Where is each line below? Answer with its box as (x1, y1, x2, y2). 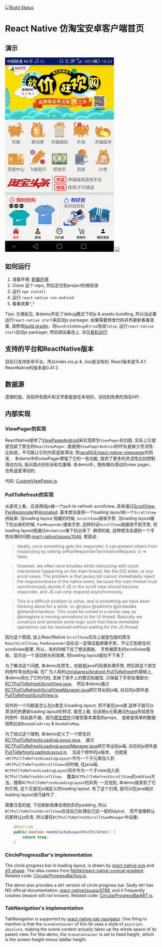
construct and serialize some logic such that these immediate (16, 619, 139, 625)
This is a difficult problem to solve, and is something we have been (16, 598, 150, 604)
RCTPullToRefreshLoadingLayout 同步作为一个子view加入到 (5, 768, 120, 774)
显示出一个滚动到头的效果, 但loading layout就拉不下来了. (13, 653, 126, 658)
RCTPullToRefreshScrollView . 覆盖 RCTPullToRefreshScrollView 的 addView (5, 774, 151, 779)
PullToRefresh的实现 (5, 491, 54, 498)
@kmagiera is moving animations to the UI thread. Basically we (16, 614, 143, 620)
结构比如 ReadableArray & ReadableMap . (5, 721, 81, 726)
